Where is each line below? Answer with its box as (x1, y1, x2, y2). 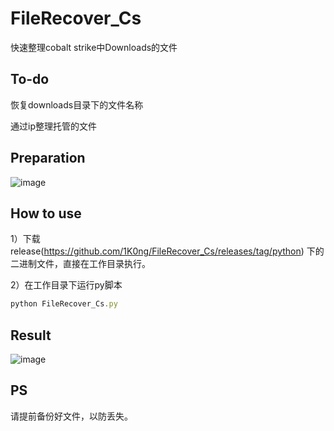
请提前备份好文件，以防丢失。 (10, 410, 133, 422)
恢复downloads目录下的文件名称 (10, 98, 144, 111)
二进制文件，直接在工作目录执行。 (10, 258, 151, 270)
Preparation (10, 150, 86, 167)
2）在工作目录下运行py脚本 (10, 279, 123, 291)
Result (10, 327, 52, 344)
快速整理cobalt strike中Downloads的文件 (10, 41, 178, 53)
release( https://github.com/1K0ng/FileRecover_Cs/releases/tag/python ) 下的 (10, 245, 325, 257)
